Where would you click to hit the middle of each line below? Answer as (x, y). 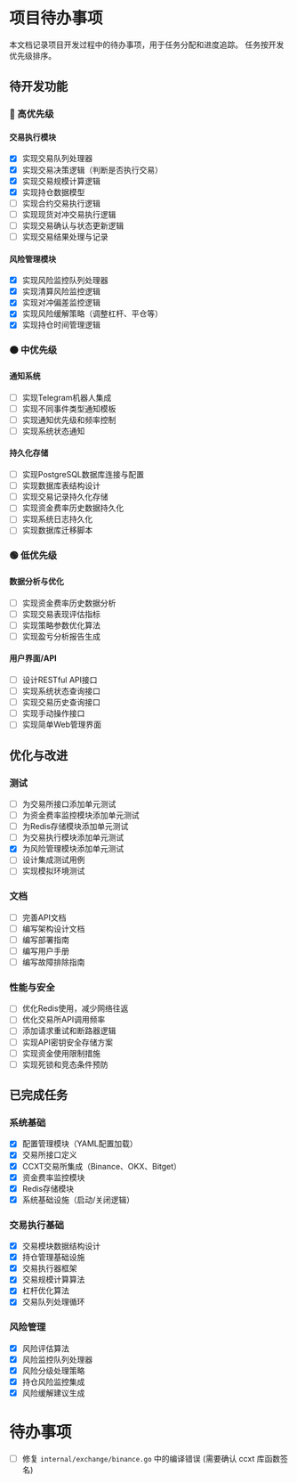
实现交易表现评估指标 (61, 614)
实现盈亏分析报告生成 (61, 636)
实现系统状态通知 (53, 431)
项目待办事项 (56, 18)
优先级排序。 (32, 55)
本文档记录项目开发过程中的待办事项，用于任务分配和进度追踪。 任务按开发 (147, 45)
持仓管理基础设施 (53, 1258)
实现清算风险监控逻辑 (61, 291)
